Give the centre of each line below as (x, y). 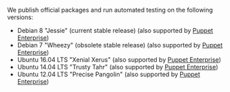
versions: (20, 17)
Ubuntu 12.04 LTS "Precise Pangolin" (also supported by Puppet (108, 74)
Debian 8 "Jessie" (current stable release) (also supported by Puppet (115, 31)
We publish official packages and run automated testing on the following (110, 10)
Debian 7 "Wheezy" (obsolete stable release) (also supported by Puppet (120, 45)
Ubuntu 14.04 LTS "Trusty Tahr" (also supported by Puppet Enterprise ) (118, 67)
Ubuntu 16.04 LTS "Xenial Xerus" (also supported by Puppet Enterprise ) (119, 60)
